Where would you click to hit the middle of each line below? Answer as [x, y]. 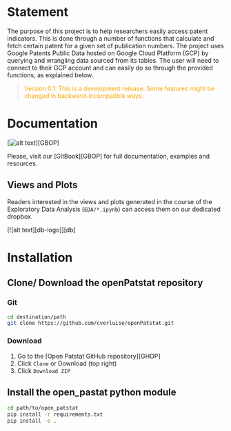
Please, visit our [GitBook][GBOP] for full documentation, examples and [109, 156]
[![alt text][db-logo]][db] [41, 230]
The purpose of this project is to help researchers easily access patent [108, 31]
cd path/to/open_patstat [43, 408]
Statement [38, 12]
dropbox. [20, 216]
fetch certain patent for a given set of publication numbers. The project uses [115, 46]
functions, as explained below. [50, 75]
